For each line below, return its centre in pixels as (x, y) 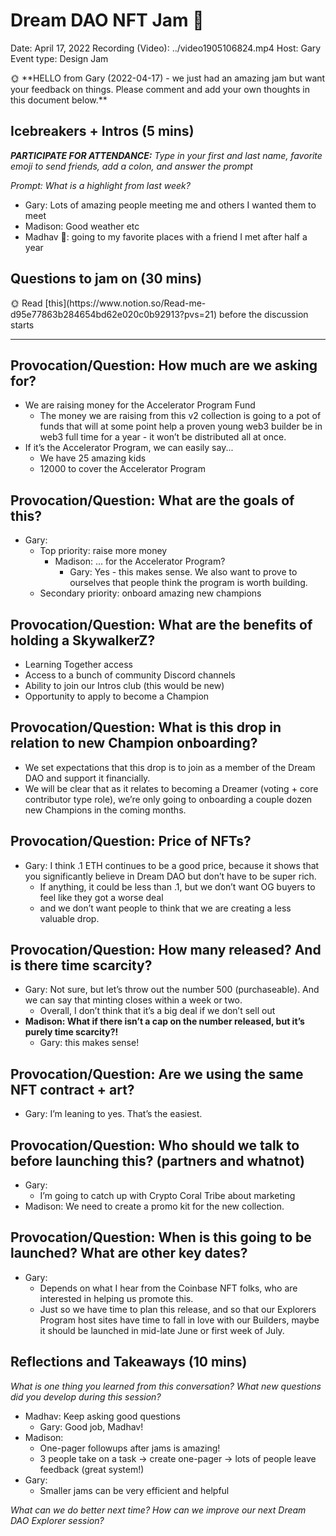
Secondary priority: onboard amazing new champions (150, 593)
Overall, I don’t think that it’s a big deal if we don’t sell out (157, 1011)
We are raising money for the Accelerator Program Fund (140, 405)
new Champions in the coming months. (105, 810)
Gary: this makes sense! (89, 1043)
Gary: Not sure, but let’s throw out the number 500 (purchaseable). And (172, 990)
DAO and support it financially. (87, 778)
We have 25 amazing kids (93, 458)
